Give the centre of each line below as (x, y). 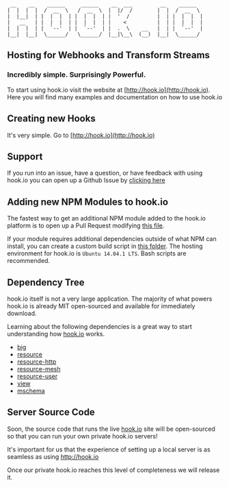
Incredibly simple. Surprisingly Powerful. (77, 75)
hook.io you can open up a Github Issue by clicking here (86, 180)
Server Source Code (51, 412)
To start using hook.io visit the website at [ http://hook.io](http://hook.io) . (109, 90)
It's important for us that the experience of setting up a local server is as (109, 449)
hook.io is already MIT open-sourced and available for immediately (101, 305)
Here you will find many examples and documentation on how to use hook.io (115, 97)
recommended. (28, 261)
